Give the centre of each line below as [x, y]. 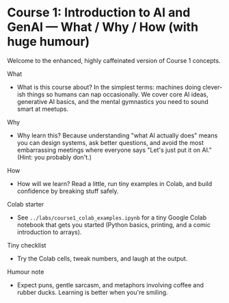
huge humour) [49, 42]
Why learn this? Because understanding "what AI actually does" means [117, 135]
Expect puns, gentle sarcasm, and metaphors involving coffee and [110, 285]
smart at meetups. [43, 109]
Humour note [26, 272]
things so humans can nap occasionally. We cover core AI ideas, [118, 94]
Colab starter [26, 204]
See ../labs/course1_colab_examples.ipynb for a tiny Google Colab [112, 218]
